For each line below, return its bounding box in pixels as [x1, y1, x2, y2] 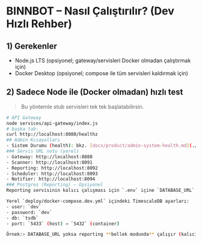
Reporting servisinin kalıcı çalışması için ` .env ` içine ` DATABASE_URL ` [6, 188, 195, 194]
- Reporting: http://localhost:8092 [6, 165, 98, 171]
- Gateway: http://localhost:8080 [6, 153, 93, 160]
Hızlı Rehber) [6, 17, 72, 31]
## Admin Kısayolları [6, 137, 61, 143]
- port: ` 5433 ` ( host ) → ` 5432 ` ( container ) [6, 221, 120, 227]
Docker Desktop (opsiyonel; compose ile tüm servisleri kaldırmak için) [14, 70, 188, 76]
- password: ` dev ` [6, 209, 52, 215]
